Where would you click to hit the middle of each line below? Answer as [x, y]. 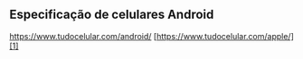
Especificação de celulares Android [112, 15]
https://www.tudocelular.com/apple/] [225, 36]
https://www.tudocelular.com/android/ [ [83, 36]
